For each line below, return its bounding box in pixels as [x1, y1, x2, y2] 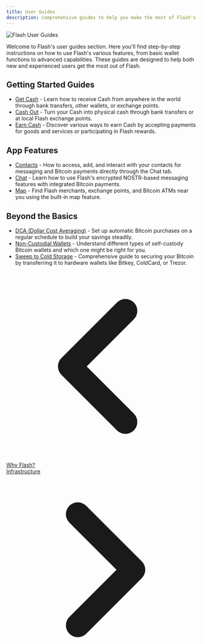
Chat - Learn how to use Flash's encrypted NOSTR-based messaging [15, 174, 189, 181]
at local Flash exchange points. [15, 115, 93, 122]
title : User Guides [6, 8, 56, 15]
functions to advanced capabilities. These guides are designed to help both [6, 56, 195, 63]
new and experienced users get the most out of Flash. [6, 62, 141, 70]
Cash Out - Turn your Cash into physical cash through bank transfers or [15, 108, 194, 115]
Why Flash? [6, 461, 36, 469]
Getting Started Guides [6, 79, 95, 89]
